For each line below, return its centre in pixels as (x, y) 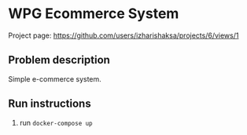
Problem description (59, 60)
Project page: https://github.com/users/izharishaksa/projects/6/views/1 (124, 35)
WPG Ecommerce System (94, 14)
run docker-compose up (56, 122)
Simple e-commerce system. (55, 78)
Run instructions (50, 104)
